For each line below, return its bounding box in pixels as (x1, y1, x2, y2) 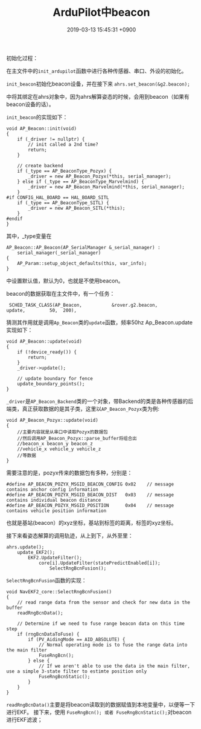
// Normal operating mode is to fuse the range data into (38, 642, 188, 648)
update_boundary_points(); (17, 381, 85, 387)
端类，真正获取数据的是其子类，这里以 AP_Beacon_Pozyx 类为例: (6, 405, 160, 412)
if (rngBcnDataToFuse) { (17, 631, 80, 637)
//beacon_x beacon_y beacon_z (17, 441, 94, 447)
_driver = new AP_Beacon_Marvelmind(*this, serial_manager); (28, 184, 185, 190)
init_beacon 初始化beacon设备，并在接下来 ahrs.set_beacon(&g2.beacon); (6, 80, 190, 87)
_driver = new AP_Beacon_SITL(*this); (28, 205, 126, 211)
